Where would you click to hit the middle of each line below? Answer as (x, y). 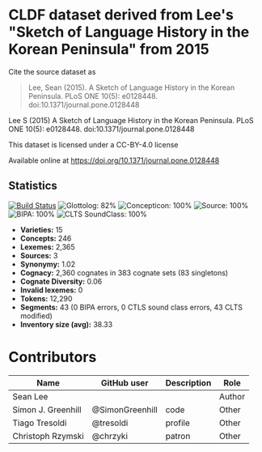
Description (188, 382)
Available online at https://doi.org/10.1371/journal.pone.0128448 (114, 160)
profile (177, 423)
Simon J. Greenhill (47, 409)
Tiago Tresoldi (40, 423)
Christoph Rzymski (49, 436)
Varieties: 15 (41, 229)
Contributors (53, 357)
